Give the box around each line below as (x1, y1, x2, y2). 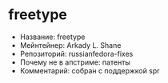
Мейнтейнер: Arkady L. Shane (19, 40, 122, 49)
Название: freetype (19, 32, 86, 41)
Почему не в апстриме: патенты (19, 57, 130, 67)
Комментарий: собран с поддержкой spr (19, 65, 160, 75)
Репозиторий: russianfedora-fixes (19, 49, 134, 58)
